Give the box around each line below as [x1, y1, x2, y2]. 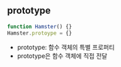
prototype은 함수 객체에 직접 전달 [16, 51, 108, 60]
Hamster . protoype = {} [7, 30, 72, 37]
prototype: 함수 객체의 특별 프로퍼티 [16, 43, 115, 51]
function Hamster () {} [7, 23, 72, 30]
